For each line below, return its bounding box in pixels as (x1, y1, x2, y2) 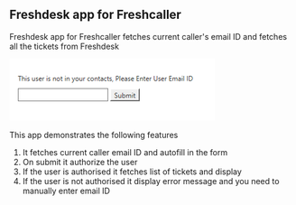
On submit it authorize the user (22, 156, 138, 167)
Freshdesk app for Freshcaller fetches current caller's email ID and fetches (9, 31, 287, 42)
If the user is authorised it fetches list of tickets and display (22, 166, 242, 177)
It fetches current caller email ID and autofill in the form (22, 146, 228, 157)
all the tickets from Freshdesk (9, 41, 120, 51)
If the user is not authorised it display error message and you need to (22, 175, 280, 186)
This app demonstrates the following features (9, 129, 179, 140)
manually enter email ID (22, 185, 111, 196)
